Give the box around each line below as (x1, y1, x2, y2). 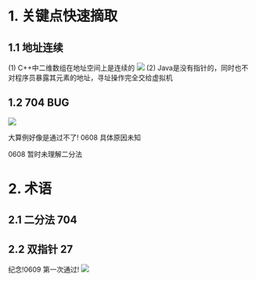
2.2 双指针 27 (8, 243, 73, 256)
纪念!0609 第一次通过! (8, 265, 80, 275)
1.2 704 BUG (8, 96, 70, 110)
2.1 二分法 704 (8, 213, 78, 227)
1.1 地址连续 (8, 41, 64, 54)
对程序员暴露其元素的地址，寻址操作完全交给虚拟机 (8, 73, 173, 82)
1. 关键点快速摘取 (8, 7, 118, 25)
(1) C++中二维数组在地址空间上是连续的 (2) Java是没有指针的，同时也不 (8, 64, 249, 72)
